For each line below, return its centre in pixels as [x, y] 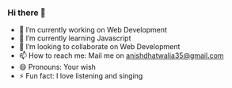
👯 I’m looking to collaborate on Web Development [99, 47]
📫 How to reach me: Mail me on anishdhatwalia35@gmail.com [121, 55]
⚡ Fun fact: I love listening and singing [81, 76]
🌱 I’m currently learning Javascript [75, 38]
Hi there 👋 [27, 13]
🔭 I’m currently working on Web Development [93, 30]
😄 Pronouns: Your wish [57, 67]
